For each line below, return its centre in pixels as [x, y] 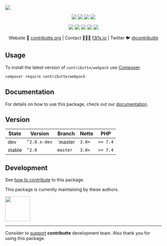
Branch [66, 133]
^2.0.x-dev [40, 142]
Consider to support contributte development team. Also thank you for [78, 233]
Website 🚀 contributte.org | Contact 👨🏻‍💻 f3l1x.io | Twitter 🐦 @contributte [83, 38]
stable [15, 150]
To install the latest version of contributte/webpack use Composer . [73, 67]
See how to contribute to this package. [45, 180]
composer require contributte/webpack [45, 76]
